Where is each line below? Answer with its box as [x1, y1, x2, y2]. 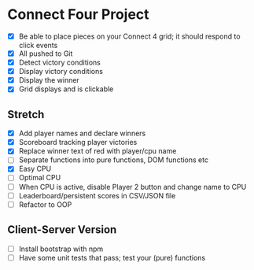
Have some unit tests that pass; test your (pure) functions [18, 253, 206, 262]
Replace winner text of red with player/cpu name [18, 146, 177, 156]
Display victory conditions [18, 67, 104, 76]
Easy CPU [18, 164, 52, 174]
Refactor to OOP [18, 199, 72, 209]
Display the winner [18, 76, 79, 85]
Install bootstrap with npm [18, 244, 104, 253]
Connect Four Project [7, 6, 150, 24]
